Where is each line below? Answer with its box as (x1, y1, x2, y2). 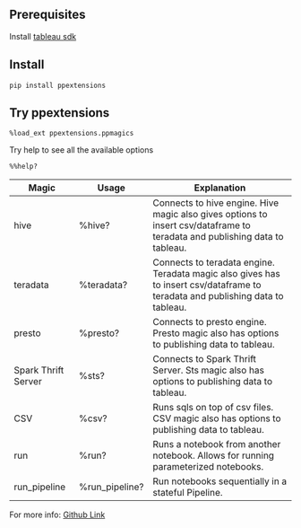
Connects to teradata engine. (152, 256, 275, 268)
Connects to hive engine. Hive (152, 197, 279, 209)
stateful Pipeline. (152, 487, 223, 499)
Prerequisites (9, 7, 86, 22)
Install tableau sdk (9, 31, 77, 41)
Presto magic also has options (152, 327, 279, 339)
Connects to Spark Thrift (152, 353, 257, 365)
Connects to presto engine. (152, 316, 267, 329)
